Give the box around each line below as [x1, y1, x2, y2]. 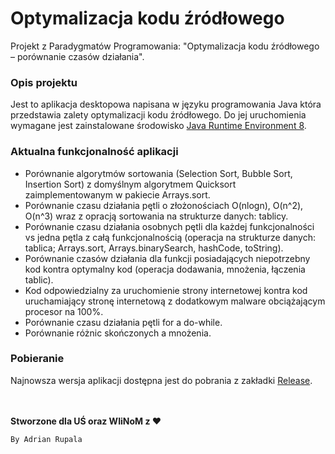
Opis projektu [10, 75, 78, 89]
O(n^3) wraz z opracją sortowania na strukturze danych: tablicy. [24, 210, 289, 222]
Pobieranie [10, 352, 65, 366]
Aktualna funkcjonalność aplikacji [10, 145, 179, 159]
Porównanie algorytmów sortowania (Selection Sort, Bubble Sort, [24, 167, 293, 179]
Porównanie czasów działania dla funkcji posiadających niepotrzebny [24, 252, 311, 264]
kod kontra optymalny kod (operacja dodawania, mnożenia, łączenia [24, 263, 306, 275]
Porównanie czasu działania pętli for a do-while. [24, 316, 223, 328]
